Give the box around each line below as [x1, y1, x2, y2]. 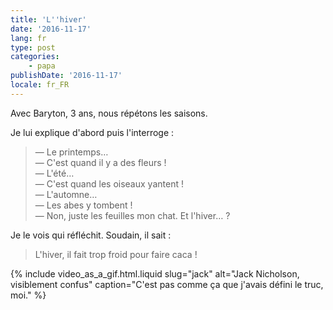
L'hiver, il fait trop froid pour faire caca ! [34, 248, 198, 260]
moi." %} [10, 289, 47, 301]
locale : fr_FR [10, 80, 70, 90]
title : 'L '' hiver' [10, 14, 87, 25]
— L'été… [34, 167, 75, 179]
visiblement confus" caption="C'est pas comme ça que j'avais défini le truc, [10, 278, 324, 290]
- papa [28, 61, 56, 71]
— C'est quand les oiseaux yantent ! [34, 177, 184, 190]
